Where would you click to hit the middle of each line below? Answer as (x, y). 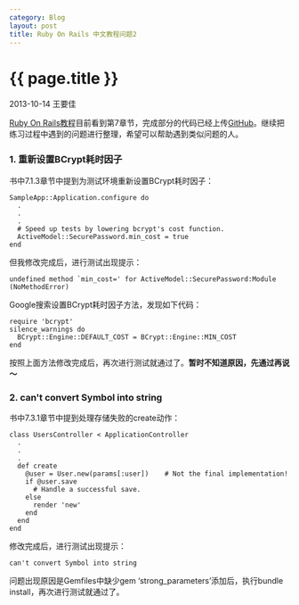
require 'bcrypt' (41, 321)
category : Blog (37, 17)
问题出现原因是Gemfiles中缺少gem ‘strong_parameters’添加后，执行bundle (146, 580)
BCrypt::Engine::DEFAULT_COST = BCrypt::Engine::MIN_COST (127, 337)
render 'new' (57, 505)
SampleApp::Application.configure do (79, 197)
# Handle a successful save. (87, 489)
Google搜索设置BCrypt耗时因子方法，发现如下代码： (105, 304)
